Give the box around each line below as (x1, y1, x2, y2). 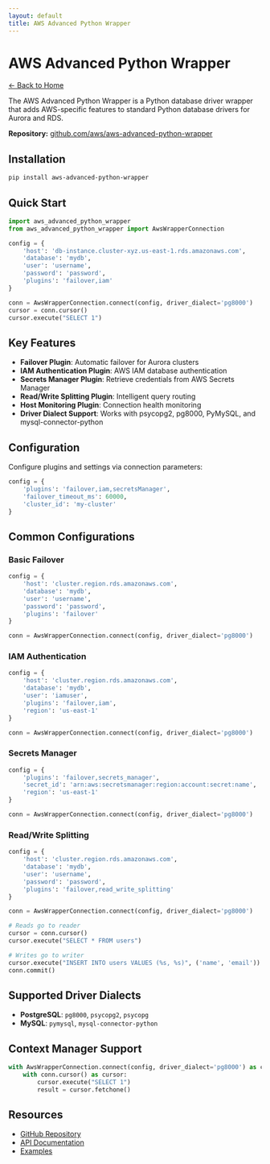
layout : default (8, 11, 63, 20)
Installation (8, 152, 66, 166)
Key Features (8, 336, 76, 350)
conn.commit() (8, 966, 56, 975)
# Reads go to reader (8, 922, 81, 930)
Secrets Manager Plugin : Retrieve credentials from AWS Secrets (19, 375, 235, 384)
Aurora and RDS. (8, 114, 64, 123)
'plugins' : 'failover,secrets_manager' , (22, 773, 160, 781)
